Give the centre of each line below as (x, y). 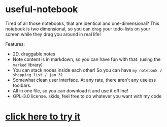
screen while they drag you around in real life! (53, 34)
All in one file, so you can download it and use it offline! (70, 90)
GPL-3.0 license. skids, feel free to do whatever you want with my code (87, 96)
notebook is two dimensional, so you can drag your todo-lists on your (78, 28)
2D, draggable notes (34, 54)
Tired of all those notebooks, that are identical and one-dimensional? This (82, 23)
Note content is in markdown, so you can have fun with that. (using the (87, 59)
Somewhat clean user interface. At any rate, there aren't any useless (84, 80)
